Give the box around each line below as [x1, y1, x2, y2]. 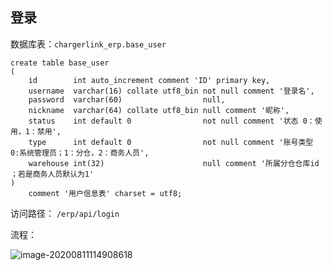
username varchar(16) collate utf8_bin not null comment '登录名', [28, 86, 315, 96]
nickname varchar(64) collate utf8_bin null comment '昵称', [28, 105, 290, 115]
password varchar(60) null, [28, 94, 226, 105]
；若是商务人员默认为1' [10, 169, 95, 179]
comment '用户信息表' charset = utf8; [28, 188, 183, 198]
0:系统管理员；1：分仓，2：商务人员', [10, 148, 150, 158]
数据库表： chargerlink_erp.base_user [10, 38, 167, 50]
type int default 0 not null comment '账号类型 [28, 137, 314, 147]
